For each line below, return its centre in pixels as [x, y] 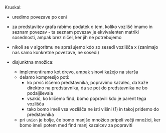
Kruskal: [13, 7]
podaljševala [40, 93]
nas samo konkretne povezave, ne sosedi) [56, 52]
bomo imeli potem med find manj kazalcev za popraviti [76, 125]
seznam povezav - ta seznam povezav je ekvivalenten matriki [75, 32]
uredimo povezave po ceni [39, 17]
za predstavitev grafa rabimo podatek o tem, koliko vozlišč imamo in [82, 27]
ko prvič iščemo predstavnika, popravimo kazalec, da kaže [88, 83]
